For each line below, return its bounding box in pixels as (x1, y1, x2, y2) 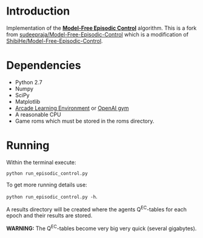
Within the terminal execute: (6, 158, 77, 166)
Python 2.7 (15, 78, 42, 86)
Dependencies (6, 59, 81, 72)
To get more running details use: (6, 181, 87, 188)
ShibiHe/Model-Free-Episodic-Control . (6, 37, 103, 44)
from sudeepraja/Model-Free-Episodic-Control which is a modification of (6, 30, 189, 38)
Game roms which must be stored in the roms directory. (15, 117, 155, 124)
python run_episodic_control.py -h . (6, 192, 98, 200)
